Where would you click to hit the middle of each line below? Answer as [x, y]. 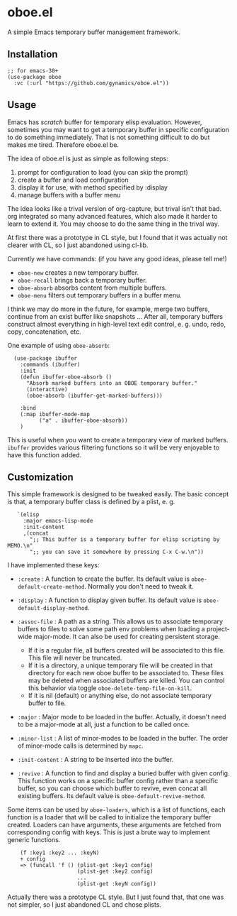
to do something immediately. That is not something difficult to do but [109, 137]
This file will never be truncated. [75, 658]
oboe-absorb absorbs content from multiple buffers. [92, 288]
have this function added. [45, 454]
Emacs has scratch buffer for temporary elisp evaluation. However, [105, 122]
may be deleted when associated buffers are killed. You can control [126, 681]
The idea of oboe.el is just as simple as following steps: [88, 158]
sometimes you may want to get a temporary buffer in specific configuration [118, 129]
